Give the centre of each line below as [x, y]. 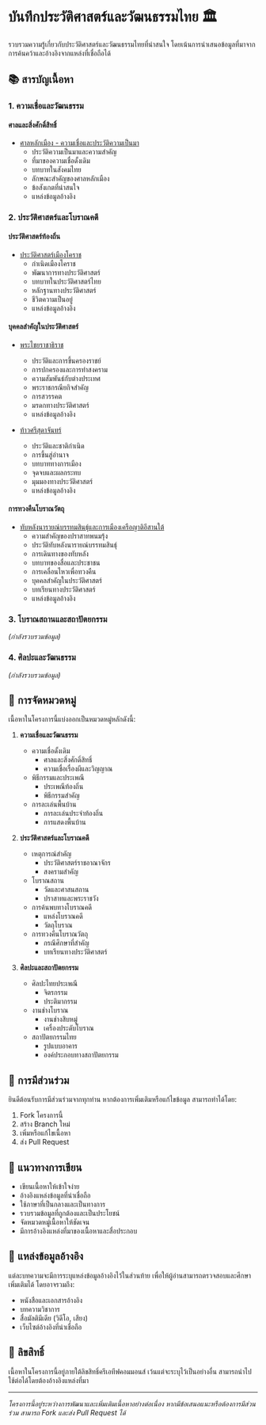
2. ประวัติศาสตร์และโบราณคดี [53, 218]
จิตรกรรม [55, 993]
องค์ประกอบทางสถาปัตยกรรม [81, 1055]
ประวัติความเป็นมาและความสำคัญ [74, 152]
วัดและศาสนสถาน [66, 890]
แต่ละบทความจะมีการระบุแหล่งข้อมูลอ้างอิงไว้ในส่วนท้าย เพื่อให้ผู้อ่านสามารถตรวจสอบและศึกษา [130, 1275]
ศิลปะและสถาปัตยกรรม [49, 968]
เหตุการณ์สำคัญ [51, 854]
